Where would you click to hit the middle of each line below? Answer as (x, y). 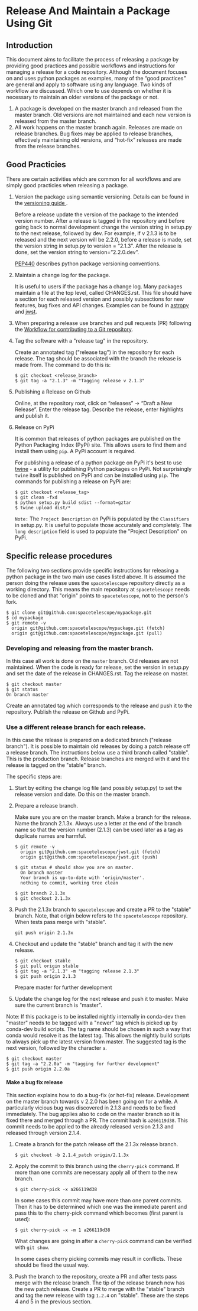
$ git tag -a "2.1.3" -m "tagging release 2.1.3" (77, 971)
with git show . (32, 1247)
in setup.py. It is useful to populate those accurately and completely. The (103, 525)
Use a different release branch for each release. (76, 727)
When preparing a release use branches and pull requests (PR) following (103, 323)
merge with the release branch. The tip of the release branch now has (100, 1283)
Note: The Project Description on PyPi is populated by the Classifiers (102, 519)
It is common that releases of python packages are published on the (98, 438)
